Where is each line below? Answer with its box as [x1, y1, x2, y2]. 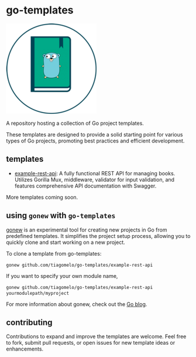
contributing [6, 317, 53, 327]
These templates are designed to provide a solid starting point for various [6, 131, 183, 138]
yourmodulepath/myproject [6, 290, 69, 296]
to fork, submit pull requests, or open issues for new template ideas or [6, 339, 176, 346]
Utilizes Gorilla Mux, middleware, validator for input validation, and [14, 176, 174, 183]
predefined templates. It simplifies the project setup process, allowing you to [6, 232, 191, 239]
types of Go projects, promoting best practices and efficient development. [6, 137, 185, 144]
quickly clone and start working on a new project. [6, 239, 125, 246]
